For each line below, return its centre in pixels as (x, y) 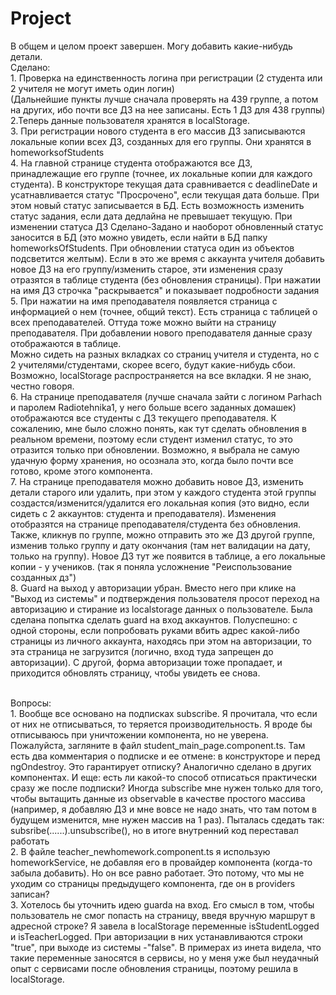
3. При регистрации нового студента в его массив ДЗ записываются (158, 131)
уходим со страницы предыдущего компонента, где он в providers (153, 883)
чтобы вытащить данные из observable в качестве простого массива (158, 798)
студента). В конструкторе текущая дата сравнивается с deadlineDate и (164, 184)
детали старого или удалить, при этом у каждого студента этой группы (163, 492)
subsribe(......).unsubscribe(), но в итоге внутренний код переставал (154, 830)
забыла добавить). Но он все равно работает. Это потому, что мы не (157, 873)
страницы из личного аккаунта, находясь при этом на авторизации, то (161, 641)
